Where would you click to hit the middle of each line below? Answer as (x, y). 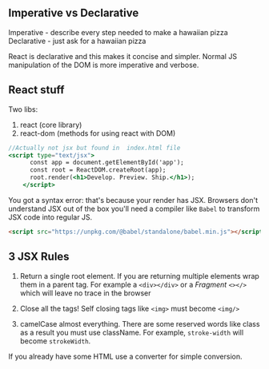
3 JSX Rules (39, 257)
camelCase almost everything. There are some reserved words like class (140, 323)
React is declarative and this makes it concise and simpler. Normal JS (123, 56)
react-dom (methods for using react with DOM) (98, 133)
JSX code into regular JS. (50, 217)
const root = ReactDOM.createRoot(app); (98, 170)
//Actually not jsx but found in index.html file (94, 148)
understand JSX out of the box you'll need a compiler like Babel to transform (134, 208)
